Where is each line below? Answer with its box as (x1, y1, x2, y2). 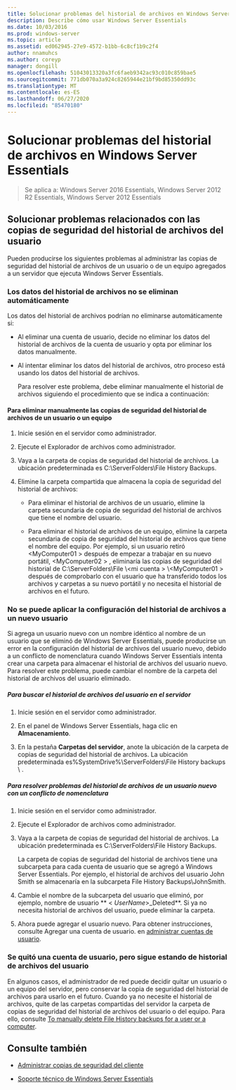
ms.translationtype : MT (7, 82, 77, 89)
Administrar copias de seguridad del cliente (17, 1061, 144, 1070)
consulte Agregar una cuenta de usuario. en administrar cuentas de (17, 927, 214, 936)
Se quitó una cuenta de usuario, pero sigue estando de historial (7, 952, 228, 962)
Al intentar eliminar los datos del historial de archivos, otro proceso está (17, 361, 225, 370)
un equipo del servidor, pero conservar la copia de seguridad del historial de (7, 984, 229, 993)
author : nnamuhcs (7, 50, 58, 57)
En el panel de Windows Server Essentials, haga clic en (17, 722, 178, 730)
